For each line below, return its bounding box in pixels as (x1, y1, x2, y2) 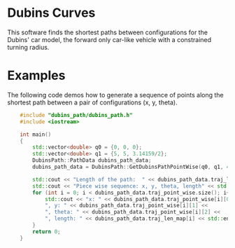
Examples (7, 68, 66, 83)
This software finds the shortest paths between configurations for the (7, 28, 208, 36)
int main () (20, 131, 52, 138)
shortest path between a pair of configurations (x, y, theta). (7, 98, 178, 106)
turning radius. (7, 43, 50, 51)
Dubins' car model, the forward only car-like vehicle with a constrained (7, 35, 212, 43)
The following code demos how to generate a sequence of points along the (7, 90, 224, 99)
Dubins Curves (7, 5, 96, 21)
